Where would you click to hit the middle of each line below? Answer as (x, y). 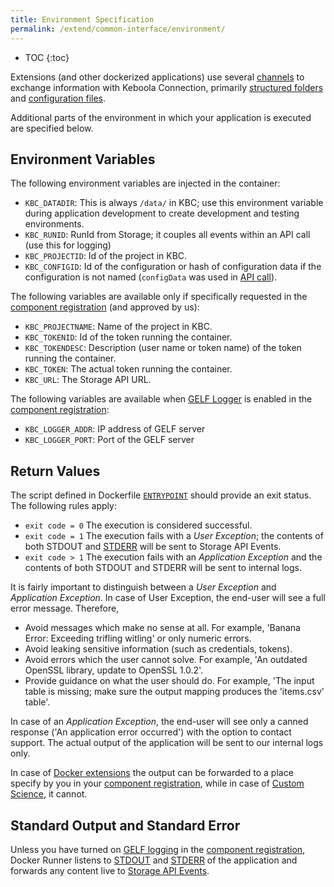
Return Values (55, 471)
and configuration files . (58, 98)
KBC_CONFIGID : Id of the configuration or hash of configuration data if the (173, 267)
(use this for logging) (68, 245)
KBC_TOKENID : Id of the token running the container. (128, 337)
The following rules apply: (63, 506)
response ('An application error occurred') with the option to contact (151, 732)
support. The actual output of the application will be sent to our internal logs (167, 743)
